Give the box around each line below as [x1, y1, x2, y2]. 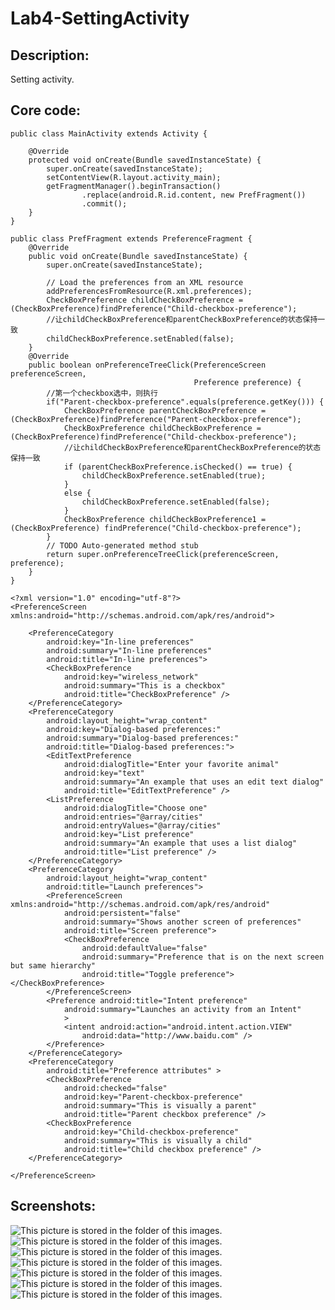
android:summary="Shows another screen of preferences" [63, 917, 302, 927]
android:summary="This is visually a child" [63, 1135, 253, 1146]
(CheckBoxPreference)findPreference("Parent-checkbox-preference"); [10, 414, 302, 424]
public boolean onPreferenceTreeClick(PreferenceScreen [28, 360, 267, 370]
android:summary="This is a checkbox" [63, 680, 226, 691]
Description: [10, 47, 90, 64]
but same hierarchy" [10, 960, 97, 971]
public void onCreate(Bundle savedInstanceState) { [28, 251, 248, 261]
